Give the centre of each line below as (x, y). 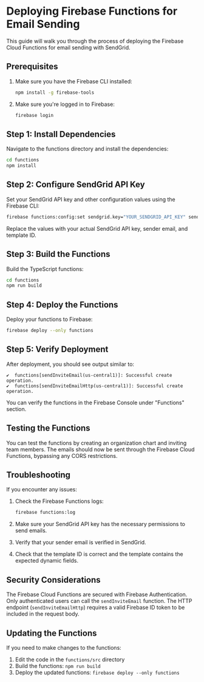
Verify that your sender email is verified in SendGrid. (81, 543)
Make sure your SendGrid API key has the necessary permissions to (100, 524)
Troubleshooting (39, 475)
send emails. (31, 530)
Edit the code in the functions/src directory (70, 659)
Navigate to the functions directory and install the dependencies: (87, 149)
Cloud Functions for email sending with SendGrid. (68, 47)
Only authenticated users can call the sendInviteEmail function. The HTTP (99, 601)
